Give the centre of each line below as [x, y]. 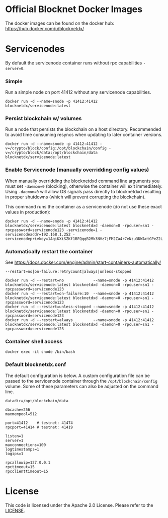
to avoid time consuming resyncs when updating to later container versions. [84, 135]
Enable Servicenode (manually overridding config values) [77, 170]
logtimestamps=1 [22, 449]
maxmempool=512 [21, 414]
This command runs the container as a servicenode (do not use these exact [83, 206]
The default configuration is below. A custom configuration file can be [77, 376]
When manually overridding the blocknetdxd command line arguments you [82, 181]
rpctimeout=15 [20, 467]
